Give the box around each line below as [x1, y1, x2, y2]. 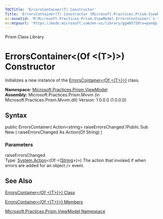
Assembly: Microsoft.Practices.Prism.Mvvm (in [5, 92, 100, 98]
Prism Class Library [5, 34, 44, 40]
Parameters [5, 141, 33, 148]
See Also [5, 177, 33, 185]
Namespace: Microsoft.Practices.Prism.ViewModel [5, 87, 108, 93]
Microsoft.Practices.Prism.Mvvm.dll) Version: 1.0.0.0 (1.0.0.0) [5, 97, 127, 103]
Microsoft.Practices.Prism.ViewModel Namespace [5, 208, 106, 214]
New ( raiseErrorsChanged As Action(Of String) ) [5, 129, 103, 135]
